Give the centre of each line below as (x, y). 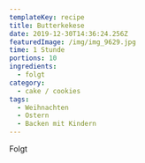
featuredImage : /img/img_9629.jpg (73, 42)
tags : (19, 99)
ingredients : (33, 67)
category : (27, 83)
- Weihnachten (43, 107)
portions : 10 (33, 58)
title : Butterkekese (47, 26)
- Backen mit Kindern (57, 124)
